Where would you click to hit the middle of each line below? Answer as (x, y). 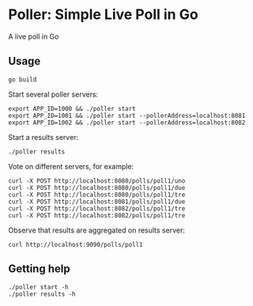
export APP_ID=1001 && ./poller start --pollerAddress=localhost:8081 (127, 115)
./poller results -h (42, 294)
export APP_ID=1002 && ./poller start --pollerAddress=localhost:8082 (127, 123)
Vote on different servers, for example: (71, 166)
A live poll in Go (34, 36)
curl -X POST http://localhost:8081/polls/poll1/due (97, 202)
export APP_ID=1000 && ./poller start (72, 108)
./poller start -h (38, 287)
